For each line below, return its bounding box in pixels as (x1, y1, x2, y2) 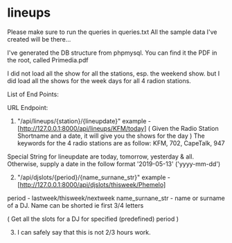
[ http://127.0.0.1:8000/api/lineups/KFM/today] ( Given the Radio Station (17, 124, 220, 132)
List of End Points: (7, 90, 59, 98)
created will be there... (7, 35, 71, 43)
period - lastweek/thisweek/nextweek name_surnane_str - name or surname (7, 194, 225, 202)
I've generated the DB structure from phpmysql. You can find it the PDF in (7, 48, 217, 57)
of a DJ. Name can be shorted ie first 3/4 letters (7, 201, 144, 209)
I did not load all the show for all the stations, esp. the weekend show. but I (7, 69, 220, 78)
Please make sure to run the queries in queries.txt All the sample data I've (7, 28, 217, 36)
